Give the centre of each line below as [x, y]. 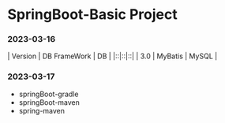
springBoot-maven [49, 102]
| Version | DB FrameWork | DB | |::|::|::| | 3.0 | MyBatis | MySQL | [112, 56]
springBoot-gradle [49, 94]
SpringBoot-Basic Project [93, 15]
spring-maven [41, 110]
